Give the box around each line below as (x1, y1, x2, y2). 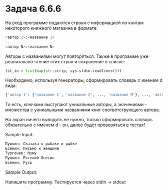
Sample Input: (5, 132, 34, 138)
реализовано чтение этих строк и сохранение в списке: (5, 58, 125, 64)
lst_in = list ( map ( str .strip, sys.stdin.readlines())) (5, 68, 122, 73)
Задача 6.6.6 (5, 3, 61, 15)
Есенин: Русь (5, 160, 32, 165)
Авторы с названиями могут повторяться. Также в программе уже (5, 53, 149, 59)
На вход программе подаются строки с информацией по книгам (5, 20, 144, 26)
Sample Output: (5, 169, 37, 175)
